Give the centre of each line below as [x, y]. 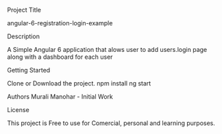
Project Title [24, 10]
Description [23, 36]
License [18, 110]
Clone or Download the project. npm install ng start [79, 83]
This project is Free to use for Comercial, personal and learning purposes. [111, 123]
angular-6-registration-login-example [60, 23]
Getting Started [29, 70]
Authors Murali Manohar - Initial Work [60, 96]
